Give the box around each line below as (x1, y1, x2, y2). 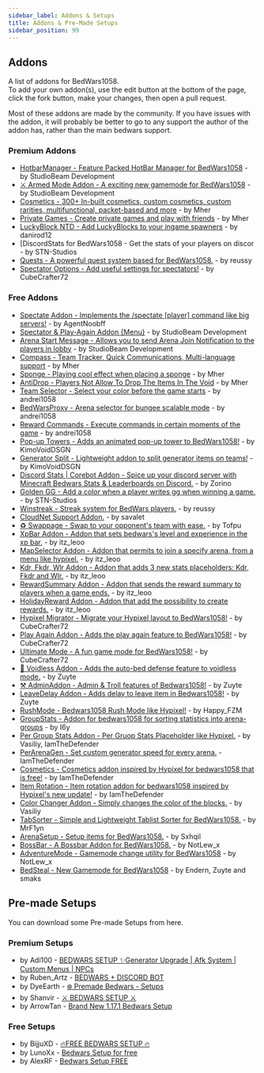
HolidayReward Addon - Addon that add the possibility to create (19, 596, 228, 605)
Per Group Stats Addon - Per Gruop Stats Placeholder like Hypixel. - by (19, 730, 251, 740)
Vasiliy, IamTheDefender (19, 739, 100, 749)
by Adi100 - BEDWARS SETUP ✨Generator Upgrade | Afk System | (19, 955, 237, 965)
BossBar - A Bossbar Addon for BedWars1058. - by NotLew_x (19, 840, 221, 849)
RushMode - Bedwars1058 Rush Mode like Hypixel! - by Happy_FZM (19, 705, 243, 715)
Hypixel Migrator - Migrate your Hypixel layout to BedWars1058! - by (19, 612, 243, 622)
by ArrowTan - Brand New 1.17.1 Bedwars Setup (19, 1001, 172, 1010)
